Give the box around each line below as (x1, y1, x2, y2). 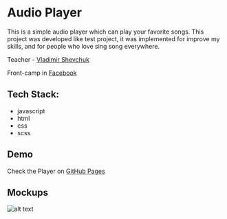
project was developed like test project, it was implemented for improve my (7, 34, 220, 43)
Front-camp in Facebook (7, 69, 77, 77)
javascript (17, 106, 45, 115)
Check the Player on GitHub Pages (7, 167, 105, 175)
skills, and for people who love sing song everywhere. (7, 42, 160, 50)
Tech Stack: (7, 89, 60, 100)
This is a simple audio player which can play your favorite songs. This (7, 27, 204, 36)
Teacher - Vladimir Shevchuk (7, 55, 89, 63)
